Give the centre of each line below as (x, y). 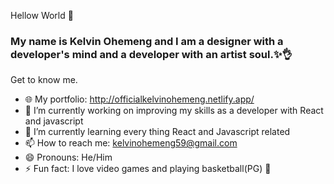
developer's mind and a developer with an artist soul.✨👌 (151, 54)
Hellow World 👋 (42, 15)
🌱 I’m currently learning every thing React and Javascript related (157, 132)
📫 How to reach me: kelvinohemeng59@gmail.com (131, 143)
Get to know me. (44, 80)
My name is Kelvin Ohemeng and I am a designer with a (147, 41)
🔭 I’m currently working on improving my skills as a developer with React (174, 111)
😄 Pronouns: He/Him (68, 157)
